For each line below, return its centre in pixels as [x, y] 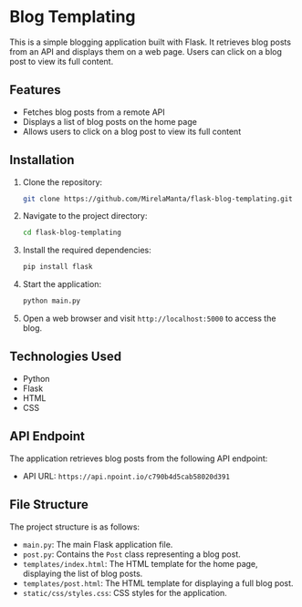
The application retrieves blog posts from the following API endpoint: [139, 458]
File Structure [49, 504]
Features [35, 90]
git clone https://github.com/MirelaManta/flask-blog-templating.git [158, 199]
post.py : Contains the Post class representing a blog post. [132, 554]
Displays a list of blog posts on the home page [110, 121]
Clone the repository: [62, 182]
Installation [42, 160]
